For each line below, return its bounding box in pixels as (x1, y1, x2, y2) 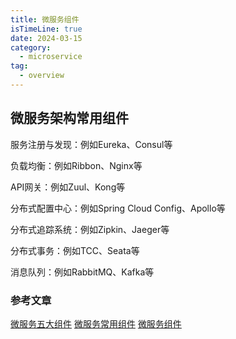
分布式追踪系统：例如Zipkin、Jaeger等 (10, 223, 170, 235)
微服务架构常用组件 (10, 110, 129, 127)
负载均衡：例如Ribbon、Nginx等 (10, 159, 143, 171)
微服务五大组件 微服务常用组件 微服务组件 (10, 317, 182, 330)
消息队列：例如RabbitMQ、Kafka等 (10, 266, 155, 278)
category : (10, 42, 52, 53)
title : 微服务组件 (10, 14, 80, 25)
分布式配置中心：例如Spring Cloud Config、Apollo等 (10, 202, 226, 214)
